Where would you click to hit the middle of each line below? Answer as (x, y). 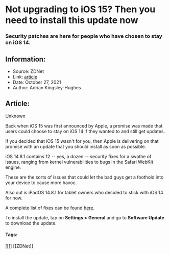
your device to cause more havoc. (41, 183)
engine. (13, 167)
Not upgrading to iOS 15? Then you (80, 9)
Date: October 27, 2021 (37, 82)
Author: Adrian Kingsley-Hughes (47, 87)
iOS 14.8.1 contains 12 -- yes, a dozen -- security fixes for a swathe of (78, 156)
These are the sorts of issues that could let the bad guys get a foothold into (84, 177)
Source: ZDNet (28, 71)
